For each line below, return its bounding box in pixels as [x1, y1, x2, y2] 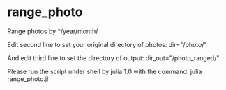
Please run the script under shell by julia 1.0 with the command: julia [7, 67, 202, 75]
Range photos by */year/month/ [7, 27, 98, 35]
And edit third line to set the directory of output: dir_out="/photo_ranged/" [7, 53, 220, 62]
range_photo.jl [7, 74, 49, 83]
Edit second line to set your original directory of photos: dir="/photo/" [7, 40, 207, 48]
